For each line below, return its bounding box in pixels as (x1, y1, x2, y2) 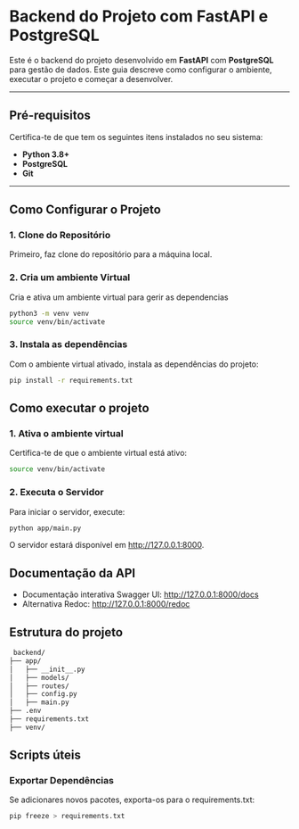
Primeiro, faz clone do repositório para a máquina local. (9, 249, 213, 260)
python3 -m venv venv (9, 309, 90, 318)
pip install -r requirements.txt (9, 376, 133, 385)
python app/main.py (9, 524, 82, 533)
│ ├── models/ (9, 673, 69, 682)
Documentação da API (9, 565, 136, 581)
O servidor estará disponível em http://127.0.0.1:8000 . (9, 540, 205, 551)
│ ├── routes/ (9, 681, 69, 691)
